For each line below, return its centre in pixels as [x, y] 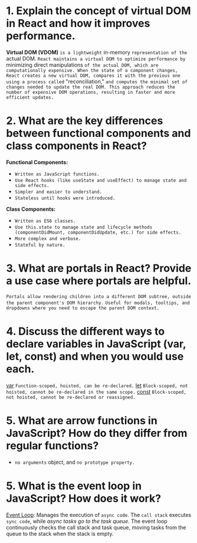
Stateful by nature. [40, 245]
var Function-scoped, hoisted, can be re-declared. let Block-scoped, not [97, 385]
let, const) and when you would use [95, 356]
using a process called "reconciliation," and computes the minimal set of [97, 81]
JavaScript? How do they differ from [97, 433]
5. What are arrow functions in [82, 421]
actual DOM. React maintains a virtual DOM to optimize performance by [96, 58]
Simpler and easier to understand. [58, 192]
